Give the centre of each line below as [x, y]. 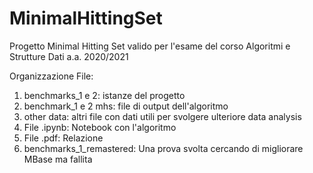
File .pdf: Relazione [63, 138]
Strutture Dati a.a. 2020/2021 [69, 56]
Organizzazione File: [51, 76]
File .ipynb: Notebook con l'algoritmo [100, 127]
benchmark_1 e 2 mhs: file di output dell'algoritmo [126, 106]
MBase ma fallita [58, 159]
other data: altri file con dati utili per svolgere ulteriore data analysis [162, 116]
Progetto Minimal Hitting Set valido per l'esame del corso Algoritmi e [150, 46]
